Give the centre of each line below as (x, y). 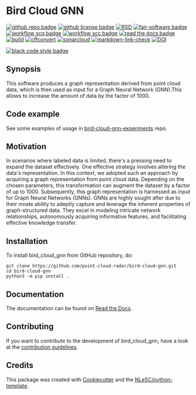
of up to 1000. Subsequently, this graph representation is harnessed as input (98, 192)
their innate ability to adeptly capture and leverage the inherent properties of (98, 204)
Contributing (30, 327)
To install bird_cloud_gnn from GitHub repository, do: (70, 255)
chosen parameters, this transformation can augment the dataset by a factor (98, 186)
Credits (20, 365)
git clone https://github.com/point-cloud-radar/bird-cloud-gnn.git (91, 266)
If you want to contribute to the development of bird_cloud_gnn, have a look (97, 341)
